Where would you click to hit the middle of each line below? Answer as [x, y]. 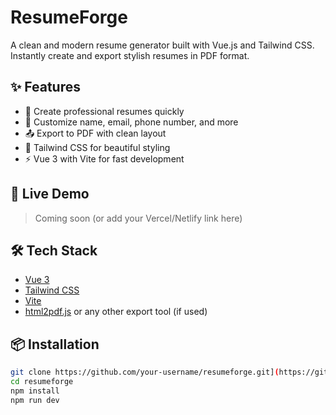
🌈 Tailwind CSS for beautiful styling [97, 147]
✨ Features [45, 87]
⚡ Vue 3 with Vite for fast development [104, 158]
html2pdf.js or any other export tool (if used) [116, 312]
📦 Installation [55, 344]
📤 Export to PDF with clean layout [95, 133]
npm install [35, 391]
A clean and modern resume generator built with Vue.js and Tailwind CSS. [162, 45]
